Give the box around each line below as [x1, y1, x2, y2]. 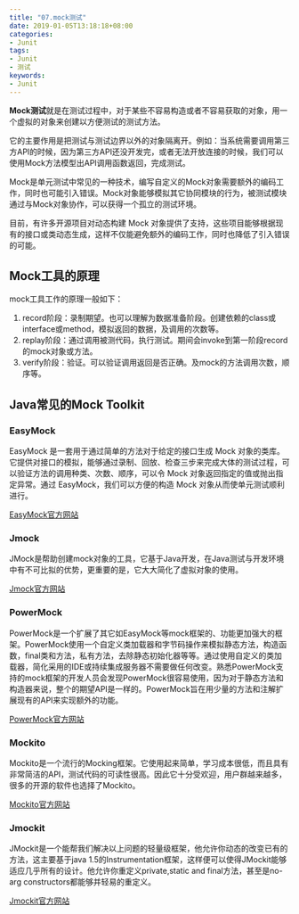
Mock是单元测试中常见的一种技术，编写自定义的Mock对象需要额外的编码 [9, 176, 277, 187]
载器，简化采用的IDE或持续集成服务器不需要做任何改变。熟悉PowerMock [9, 661, 276, 671]
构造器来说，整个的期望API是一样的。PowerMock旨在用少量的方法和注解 [9, 683, 276, 694]
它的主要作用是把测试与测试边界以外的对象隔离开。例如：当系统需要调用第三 [9, 135, 290, 145]
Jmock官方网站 [9, 583, 66, 594]
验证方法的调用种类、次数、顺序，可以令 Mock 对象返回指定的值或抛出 [16, 468, 276, 479]
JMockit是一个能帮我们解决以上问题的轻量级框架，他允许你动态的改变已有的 [9, 844, 288, 854]
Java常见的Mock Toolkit [9, 397, 145, 412]
